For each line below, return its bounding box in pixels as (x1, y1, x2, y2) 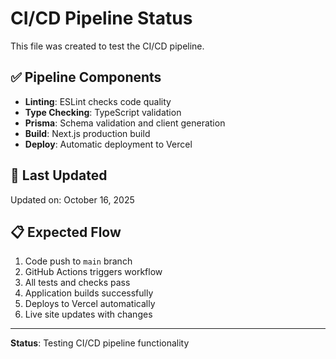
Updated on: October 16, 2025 (10, 193, 135, 206)
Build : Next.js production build (24, 127, 151, 139)
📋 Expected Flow (10, 223, 122, 241)
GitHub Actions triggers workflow (24, 266, 163, 278)
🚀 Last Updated (10, 167, 108, 184)
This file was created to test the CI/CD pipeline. (10, 40, 205, 52)
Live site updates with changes (24, 308, 153, 321)
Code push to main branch (24, 255, 133, 267)
